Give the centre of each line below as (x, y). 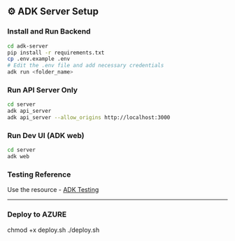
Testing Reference (39, 174)
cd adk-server (28, 46)
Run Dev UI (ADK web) (46, 135)
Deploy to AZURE (37, 214)
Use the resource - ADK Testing (53, 190)
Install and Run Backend (49, 32)
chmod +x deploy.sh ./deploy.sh (54, 230)
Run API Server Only (43, 90)
